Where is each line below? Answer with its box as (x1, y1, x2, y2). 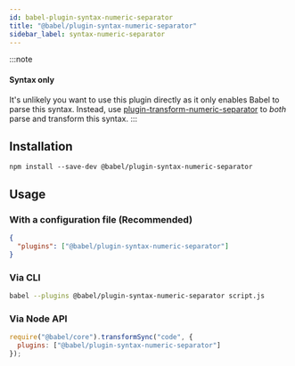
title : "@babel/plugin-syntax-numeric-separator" (9, 21, 198, 30)
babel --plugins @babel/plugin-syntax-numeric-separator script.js (9, 291, 266, 300)
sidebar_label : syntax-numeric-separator (9, 29, 166, 38)
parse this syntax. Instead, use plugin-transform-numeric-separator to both (9, 103, 287, 114)
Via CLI (9, 271, 41, 283)
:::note (9, 54, 33, 65)
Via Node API (9, 313, 68, 325)
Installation (9, 139, 73, 154)
